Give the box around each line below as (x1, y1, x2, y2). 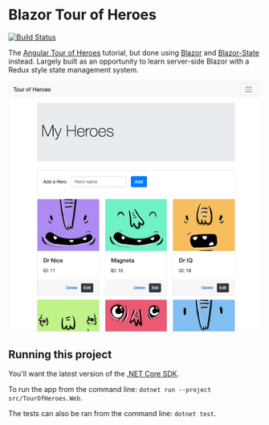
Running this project (8, 348, 112, 361)
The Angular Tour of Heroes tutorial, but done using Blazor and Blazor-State (8, 47, 259, 57)
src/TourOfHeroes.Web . (8, 393, 83, 403)
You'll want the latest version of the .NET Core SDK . (8, 369, 180, 379)
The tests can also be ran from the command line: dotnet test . (8, 409, 217, 419)
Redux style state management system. (8, 64, 139, 74)
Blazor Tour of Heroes (8, 6, 157, 24)
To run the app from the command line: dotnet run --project (8, 385, 211, 394)
